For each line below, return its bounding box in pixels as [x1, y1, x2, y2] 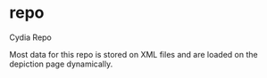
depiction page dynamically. [9, 58, 113, 69]
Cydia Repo [9, 32, 52, 43]
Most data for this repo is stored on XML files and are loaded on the [9, 49, 258, 59]
